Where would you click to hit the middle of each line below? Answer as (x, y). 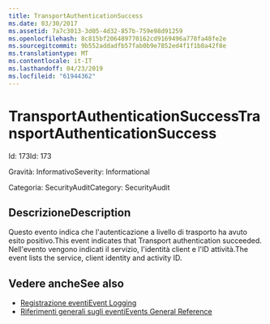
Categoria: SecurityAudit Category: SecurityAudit (89, 187)
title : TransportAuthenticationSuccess (76, 16)
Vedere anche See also (66, 283)
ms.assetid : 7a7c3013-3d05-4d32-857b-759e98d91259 (96, 31)
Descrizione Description (70, 213)
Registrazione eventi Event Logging (78, 303)
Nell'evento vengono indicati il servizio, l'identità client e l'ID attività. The (129, 249)
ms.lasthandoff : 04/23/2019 (56, 69)
